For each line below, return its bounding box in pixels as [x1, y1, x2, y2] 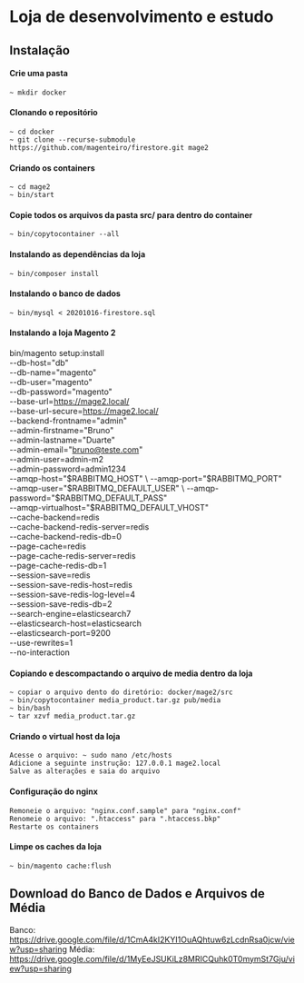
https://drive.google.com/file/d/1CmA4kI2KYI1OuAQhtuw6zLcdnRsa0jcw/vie [9, 934, 295, 945]
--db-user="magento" [9, 377, 93, 387]
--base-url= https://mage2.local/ [9, 396, 130, 406]
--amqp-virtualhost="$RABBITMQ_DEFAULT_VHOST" [9, 502, 209, 512]
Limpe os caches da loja [9, 841, 103, 852]
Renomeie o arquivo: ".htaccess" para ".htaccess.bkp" [9, 814, 221, 823]
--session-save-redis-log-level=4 [9, 589, 136, 600]
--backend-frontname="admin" [9, 415, 127, 426]
